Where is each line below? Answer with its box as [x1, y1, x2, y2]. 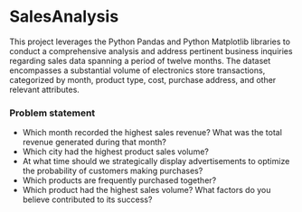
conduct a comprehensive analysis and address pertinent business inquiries [9, 45, 293, 56]
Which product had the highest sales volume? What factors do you [22, 185, 271, 196]
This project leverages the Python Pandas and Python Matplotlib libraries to [9, 36, 291, 47]
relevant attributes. [9, 84, 80, 95]
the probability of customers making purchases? [22, 165, 203, 177]
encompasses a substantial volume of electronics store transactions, [9, 65, 266, 76]
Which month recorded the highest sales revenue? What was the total [22, 127, 283, 138]
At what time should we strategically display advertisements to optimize [22, 156, 290, 167]
